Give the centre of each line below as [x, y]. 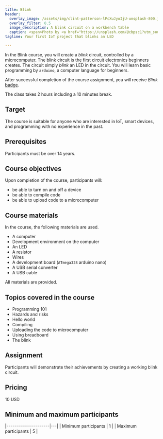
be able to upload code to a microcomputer [55, 200]
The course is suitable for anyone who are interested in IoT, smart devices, [80, 121]
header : [13, 14]
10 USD [12, 399]
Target [15, 110]
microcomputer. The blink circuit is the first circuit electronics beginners [77, 60]
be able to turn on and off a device [47, 190]
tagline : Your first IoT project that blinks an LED [59, 37]
